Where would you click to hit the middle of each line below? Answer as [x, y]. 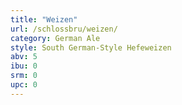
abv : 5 [24, 57]
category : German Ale [55, 38]
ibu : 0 [24, 66]
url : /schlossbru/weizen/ [64, 29]
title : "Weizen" [44, 19]
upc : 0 [24, 85]
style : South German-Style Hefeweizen [91, 47]
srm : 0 [24, 76]
